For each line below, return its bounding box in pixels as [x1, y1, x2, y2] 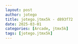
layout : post [5, 7, 33, 13]
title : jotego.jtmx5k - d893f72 [5, 17, 73, 22]
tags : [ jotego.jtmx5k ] [5, 31, 53, 36]
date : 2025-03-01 [5, 21, 42, 27]
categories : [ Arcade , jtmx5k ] [5, 26, 69, 31]
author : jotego [5, 12, 37, 17]
